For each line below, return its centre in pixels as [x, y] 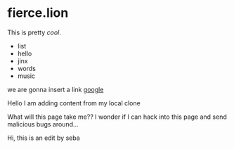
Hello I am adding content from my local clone [74, 103]
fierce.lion [38, 13]
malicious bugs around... [43, 124]
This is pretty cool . [34, 32]
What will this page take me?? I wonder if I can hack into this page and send [117, 117]
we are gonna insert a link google [56, 89]
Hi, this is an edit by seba [44, 138]
